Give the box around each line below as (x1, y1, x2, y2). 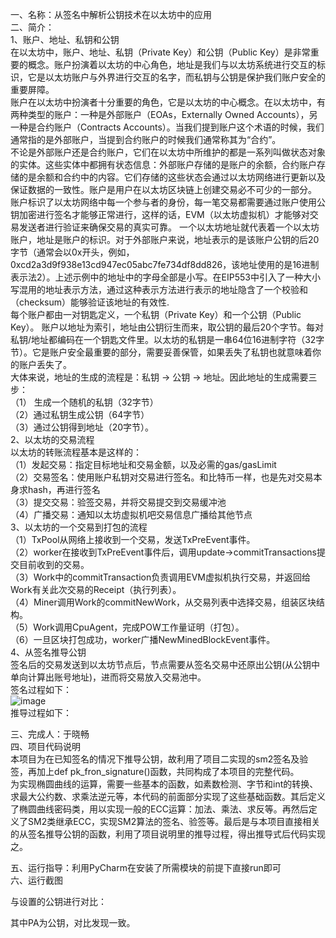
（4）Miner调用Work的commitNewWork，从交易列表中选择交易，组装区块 (10, 596, 317, 608)
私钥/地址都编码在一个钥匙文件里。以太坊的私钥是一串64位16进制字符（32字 (10, 334, 325, 345)
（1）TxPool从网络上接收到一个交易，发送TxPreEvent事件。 (10, 534, 256, 545)
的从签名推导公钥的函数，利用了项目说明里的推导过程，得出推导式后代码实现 (10, 828, 326, 840)
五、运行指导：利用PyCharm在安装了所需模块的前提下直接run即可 (10, 862, 282, 873)
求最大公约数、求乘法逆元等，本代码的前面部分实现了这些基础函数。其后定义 (10, 791, 326, 802)
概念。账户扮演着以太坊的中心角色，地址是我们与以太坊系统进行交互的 (27, 59, 317, 70)
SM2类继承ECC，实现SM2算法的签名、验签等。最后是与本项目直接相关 (27, 816, 321, 827)
